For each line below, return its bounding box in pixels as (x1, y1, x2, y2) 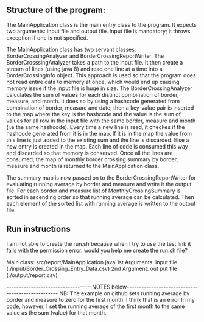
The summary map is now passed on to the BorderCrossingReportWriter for (6, 173, 196, 181)
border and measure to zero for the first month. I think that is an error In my (6, 296, 195, 303)
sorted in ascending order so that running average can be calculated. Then (6, 193, 194, 200)
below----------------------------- (111, 283, 199, 290)
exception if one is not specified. (6, 33, 88, 41)
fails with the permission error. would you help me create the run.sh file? (6, 247, 188, 254)
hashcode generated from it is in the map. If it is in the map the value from (6, 130, 192, 137)
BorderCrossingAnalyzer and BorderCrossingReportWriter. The (6, 52, 164, 60)
